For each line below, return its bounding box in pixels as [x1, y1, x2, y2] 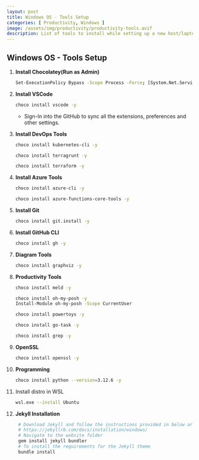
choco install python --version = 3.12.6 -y [15, 377, 122, 383]
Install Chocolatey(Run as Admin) [15, 68, 100, 75]
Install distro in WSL [15, 388, 64, 395]
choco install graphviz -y [15, 262, 82, 268]
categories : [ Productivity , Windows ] [6, 20, 105, 25]
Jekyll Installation [15, 410, 60, 417]
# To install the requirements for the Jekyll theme [18, 443, 151, 450]
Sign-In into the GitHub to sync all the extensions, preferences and [24, 112, 187, 120]
